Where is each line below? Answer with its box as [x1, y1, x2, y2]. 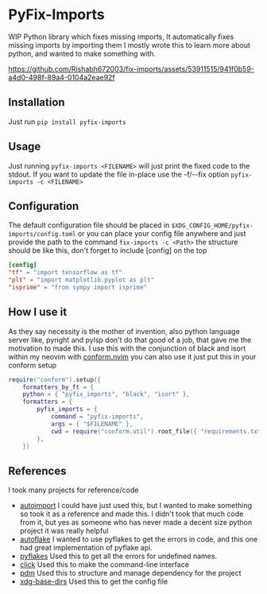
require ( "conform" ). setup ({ [8, 375, 102, 383]
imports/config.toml [8, 231, 77, 239]
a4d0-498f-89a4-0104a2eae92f [8, 72, 115, 82]
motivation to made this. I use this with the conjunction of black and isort [8, 344, 246, 353]
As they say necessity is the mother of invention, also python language [8, 326, 240, 336]
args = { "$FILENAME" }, [50, 420, 133, 428]
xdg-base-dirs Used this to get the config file [19, 577, 168, 586]
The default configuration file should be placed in [8, 220, 170, 230]
